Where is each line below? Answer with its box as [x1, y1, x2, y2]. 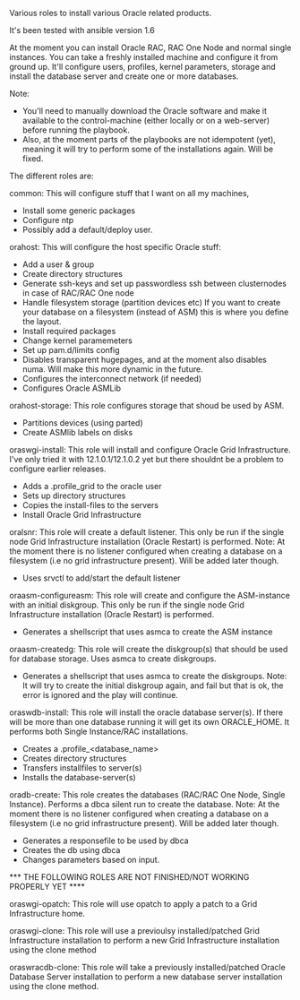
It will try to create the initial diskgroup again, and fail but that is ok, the [21, 680, 284, 691]
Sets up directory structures [21, 490, 126, 501]
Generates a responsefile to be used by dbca [21, 835, 190, 846]
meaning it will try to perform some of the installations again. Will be [21, 143, 274, 154]
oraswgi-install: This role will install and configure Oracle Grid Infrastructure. [9, 444, 291, 455]
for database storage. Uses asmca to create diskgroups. [9, 653, 217, 664]
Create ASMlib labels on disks [21, 427, 133, 437]
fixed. [21, 153, 44, 164]
